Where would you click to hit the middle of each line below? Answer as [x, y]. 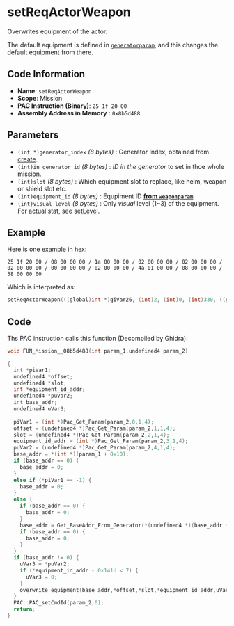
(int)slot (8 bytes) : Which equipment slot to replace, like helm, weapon [122, 181]
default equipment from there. [50, 52]
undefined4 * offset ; [43, 376]
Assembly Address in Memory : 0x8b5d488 [79, 113]
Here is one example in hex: [47, 249]
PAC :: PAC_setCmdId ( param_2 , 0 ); [59, 603]
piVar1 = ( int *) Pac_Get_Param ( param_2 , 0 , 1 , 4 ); [84, 422]
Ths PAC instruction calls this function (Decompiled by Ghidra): [97, 339]
